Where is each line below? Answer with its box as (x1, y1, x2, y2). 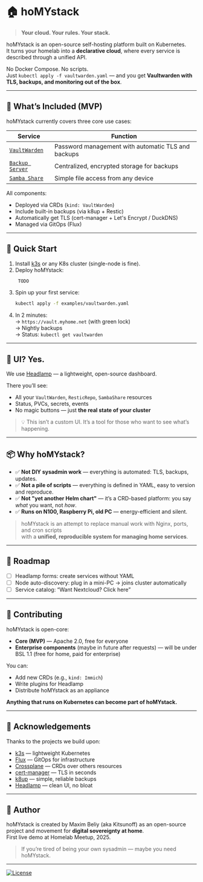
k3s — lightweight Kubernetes (14, 749, 91, 757)
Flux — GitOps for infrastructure (14, 755, 95, 763)
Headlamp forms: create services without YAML (14, 572, 135, 579)
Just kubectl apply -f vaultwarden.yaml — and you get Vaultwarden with (6, 71, 193, 79)
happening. (21, 425, 50, 433)
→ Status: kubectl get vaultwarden (14, 331, 103, 338)
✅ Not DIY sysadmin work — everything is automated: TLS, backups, (14, 468, 189, 476)
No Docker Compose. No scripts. (6, 65, 89, 73)
